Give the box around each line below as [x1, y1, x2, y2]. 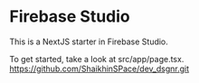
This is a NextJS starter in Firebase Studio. [9, 36, 169, 47]
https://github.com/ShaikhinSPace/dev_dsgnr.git [9, 63, 190, 74]
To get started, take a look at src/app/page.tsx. [9, 53, 185, 64]
